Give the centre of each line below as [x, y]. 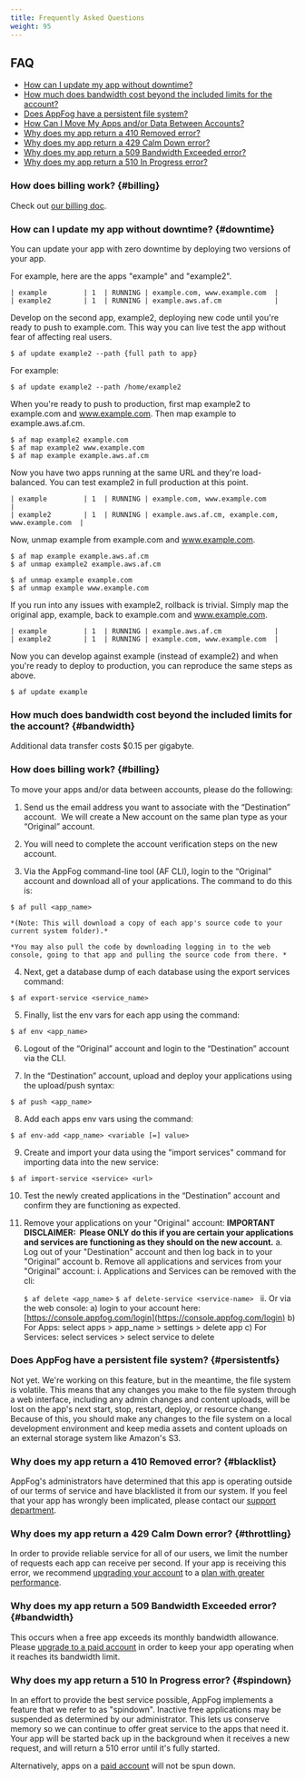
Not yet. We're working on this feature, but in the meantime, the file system [151, 1380]
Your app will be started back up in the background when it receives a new [150, 1738]
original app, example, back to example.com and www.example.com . [139, 614]
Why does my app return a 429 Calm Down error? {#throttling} [151, 1534]
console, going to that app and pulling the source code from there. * [148, 955]
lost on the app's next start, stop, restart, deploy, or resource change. [140, 1408]
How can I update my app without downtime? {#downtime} [143, 229]
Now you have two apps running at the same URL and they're [125, 472]
